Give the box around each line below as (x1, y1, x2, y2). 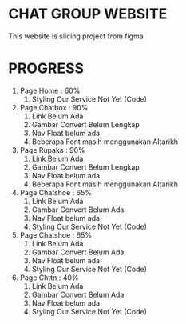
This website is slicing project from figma (8, 31, 144, 41)
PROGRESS (8, 59, 85, 78)
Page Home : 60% (19, 86, 81, 95)
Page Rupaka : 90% (19, 145, 85, 154)
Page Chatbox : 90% (19, 102, 89, 112)
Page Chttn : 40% (19, 273, 79, 282)
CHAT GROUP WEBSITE (8, 5, 168, 23)
